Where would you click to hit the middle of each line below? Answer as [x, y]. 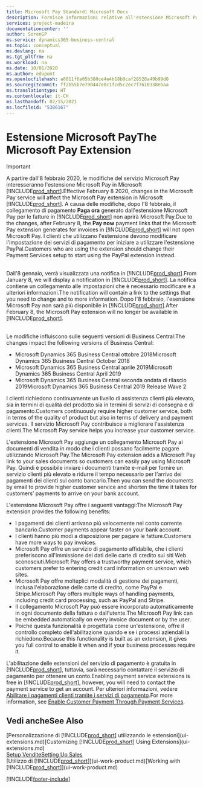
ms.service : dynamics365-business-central [60, 40]
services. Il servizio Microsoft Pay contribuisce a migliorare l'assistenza [95, 424]
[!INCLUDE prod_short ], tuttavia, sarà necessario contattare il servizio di [95, 670]
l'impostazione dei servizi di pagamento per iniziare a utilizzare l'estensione [100, 243]
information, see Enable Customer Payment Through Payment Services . [96, 702]
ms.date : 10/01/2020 [32, 68]
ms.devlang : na [25, 51]
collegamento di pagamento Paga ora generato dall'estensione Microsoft [97, 210]
